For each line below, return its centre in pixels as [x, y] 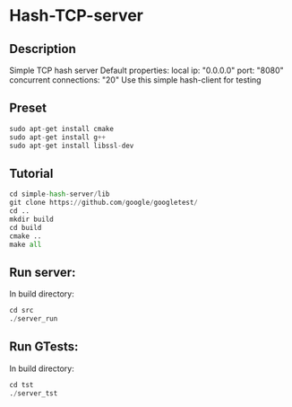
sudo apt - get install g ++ [57, 137]
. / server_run [34, 319]
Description [43, 49]
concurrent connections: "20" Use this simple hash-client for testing [135, 80]
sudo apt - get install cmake [62, 128]
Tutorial [31, 173]
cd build [26, 227]
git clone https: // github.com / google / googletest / [104, 203]
